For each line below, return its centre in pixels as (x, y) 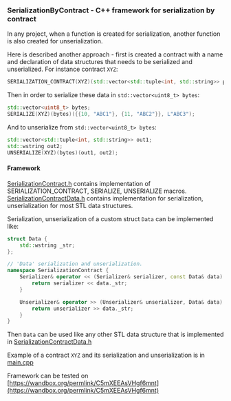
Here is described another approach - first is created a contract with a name (115, 54)
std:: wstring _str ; (47, 245)
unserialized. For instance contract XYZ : (63, 69)
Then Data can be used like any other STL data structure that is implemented (115, 335)
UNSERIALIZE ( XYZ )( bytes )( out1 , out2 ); (63, 153)
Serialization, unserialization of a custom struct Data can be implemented (110, 218)
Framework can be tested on (48, 376)
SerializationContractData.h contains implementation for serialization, (106, 198)
